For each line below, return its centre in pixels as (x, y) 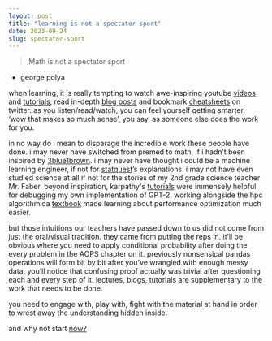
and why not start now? (48, 329)
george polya (42, 77)
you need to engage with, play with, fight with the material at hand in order (133, 304)
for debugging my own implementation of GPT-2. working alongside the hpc (136, 195)
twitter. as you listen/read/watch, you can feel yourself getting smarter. (127, 110)
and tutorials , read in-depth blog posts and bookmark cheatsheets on (125, 101)
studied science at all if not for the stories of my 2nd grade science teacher (134, 178)
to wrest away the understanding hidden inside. (88, 313)
